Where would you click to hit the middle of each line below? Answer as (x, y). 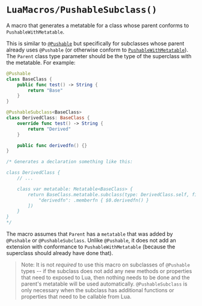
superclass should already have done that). (60, 253)
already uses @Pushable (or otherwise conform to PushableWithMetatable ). (97, 50)
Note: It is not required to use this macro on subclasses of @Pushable (106, 265)
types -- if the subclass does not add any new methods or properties (106, 271)
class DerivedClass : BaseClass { (48, 118)
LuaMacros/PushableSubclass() (82, 10)
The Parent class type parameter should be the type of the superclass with (99, 56)
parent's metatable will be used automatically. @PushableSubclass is (104, 284)
